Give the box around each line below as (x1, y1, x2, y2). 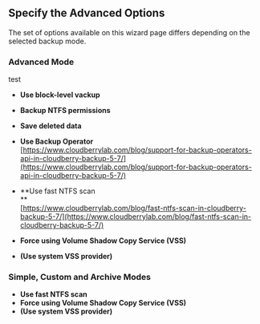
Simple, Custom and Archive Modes (8, 272, 151, 283)
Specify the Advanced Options (8, 6, 165, 20)
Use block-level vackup (19, 90, 100, 99)
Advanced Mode (8, 56, 75, 67)
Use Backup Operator (19, 136, 94, 147)
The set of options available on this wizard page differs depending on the (8, 27, 250, 37)
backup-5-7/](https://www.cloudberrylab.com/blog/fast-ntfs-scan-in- (19, 212, 252, 221)
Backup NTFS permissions (19, 106, 111, 115)
